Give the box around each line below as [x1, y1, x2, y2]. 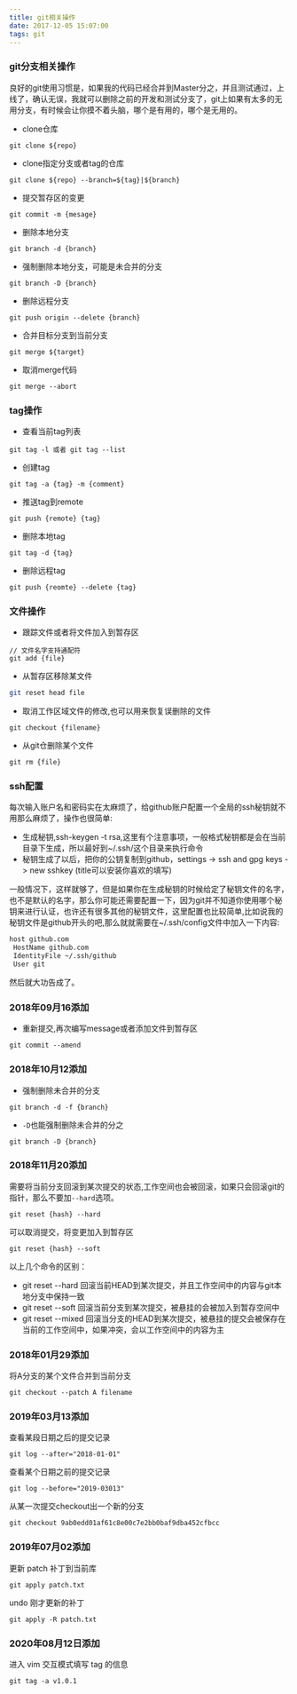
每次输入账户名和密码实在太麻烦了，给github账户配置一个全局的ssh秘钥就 [9, 802, 278, 812]
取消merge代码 [21, 364, 78, 375]
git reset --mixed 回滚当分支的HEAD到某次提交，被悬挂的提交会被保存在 [21, 1313, 286, 1324]
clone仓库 [21, 123, 59, 134]
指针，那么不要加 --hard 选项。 [9, 1191, 119, 1203]
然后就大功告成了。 [9, 977, 80, 987]
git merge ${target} [9, 347, 86, 356]
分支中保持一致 [29, 1291, 85, 1302]
